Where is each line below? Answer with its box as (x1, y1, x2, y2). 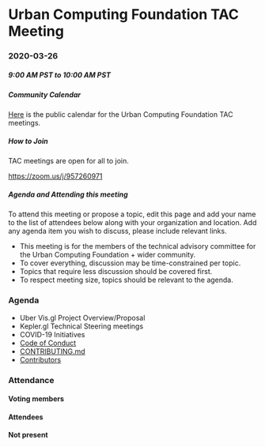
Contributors (19, 355, 62, 364)
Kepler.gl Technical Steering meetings (19, 321, 144, 331)
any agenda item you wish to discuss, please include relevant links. (8, 227, 227, 236)
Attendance (8, 374, 55, 385)
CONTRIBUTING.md (19, 346, 85, 356)
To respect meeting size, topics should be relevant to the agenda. (19, 275, 233, 285)
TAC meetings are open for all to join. (8, 156, 129, 166)
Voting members (8, 394, 65, 404)
